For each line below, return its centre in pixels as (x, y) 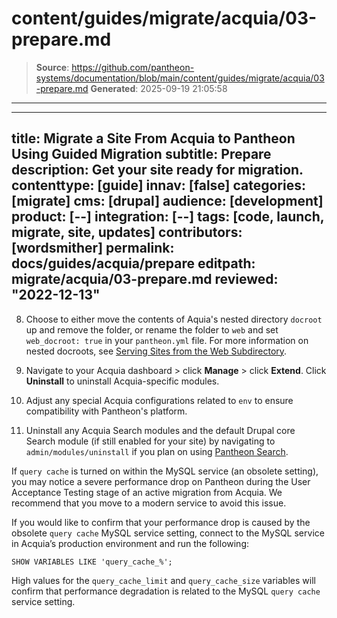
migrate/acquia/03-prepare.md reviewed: (145, 279)
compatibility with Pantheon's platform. (106, 411)
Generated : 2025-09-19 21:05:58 (159, 88)
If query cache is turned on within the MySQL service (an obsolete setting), (165, 471)
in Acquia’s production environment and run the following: (130, 543)
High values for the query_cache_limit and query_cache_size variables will (163, 580)
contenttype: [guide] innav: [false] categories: (158, 185)
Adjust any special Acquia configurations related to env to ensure (159, 400)
